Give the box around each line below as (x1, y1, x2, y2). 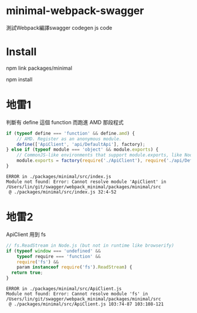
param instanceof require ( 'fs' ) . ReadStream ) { (16, 264, 133, 270)
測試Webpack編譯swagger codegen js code (6, 24, 113, 31)
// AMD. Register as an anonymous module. (16, 136, 122, 142)
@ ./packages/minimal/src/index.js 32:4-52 (8, 189, 117, 195)
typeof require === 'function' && (16, 253, 101, 259)
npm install (6, 76, 33, 83)
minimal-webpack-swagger (6, 4, 144, 18)
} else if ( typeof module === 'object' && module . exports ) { (6, 147, 159, 153)
